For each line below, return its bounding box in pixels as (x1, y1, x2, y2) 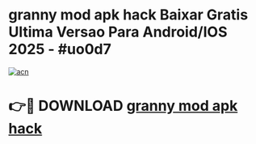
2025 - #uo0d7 (8, 40, 111, 58)
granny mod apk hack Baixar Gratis (8, 6, 249, 24)
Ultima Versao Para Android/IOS (8, 23, 228, 41)
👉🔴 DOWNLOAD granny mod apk (8, 97, 238, 115)
